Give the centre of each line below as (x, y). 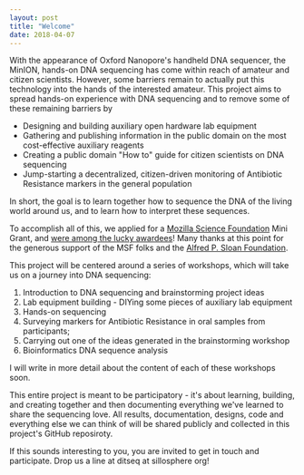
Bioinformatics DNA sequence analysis (95, 351)
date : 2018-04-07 (42, 34)
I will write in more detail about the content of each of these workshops (142, 368)
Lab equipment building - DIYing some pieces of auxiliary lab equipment (157, 302)
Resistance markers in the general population (107, 184)
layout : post (34, 18)
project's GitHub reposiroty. (61, 434)
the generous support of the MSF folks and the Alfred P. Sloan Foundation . (149, 248)
